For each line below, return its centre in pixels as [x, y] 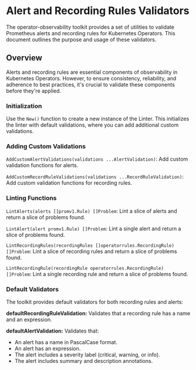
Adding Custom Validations [46, 146]
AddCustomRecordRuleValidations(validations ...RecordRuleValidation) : [95, 176]
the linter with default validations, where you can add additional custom [92, 125]
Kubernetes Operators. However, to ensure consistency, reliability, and [91, 78]
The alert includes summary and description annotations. [84, 361]
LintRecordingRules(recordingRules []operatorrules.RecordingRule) [90, 245]
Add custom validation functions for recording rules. [69, 183]
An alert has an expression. [48, 348]
